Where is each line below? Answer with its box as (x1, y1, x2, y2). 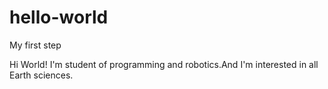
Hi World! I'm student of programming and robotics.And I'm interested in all (9, 58, 319, 70)
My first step (9, 39, 62, 51)
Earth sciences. (9, 69, 74, 81)
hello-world (9, 6, 109, 29)
